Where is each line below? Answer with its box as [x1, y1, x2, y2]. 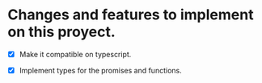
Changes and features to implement [7, 6, 254, 24]
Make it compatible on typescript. [19, 49, 132, 59]
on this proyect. [7, 23, 116, 41]
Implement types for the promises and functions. [19, 66, 183, 75]
